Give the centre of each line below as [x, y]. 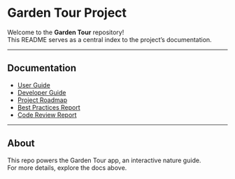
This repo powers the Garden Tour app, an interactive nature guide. [104, 160]
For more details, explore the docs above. [67, 167]
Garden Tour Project [67, 13]
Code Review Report [47, 115]
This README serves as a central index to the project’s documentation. [109, 39]
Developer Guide [42, 92]
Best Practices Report [49, 107]
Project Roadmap [42, 100]
